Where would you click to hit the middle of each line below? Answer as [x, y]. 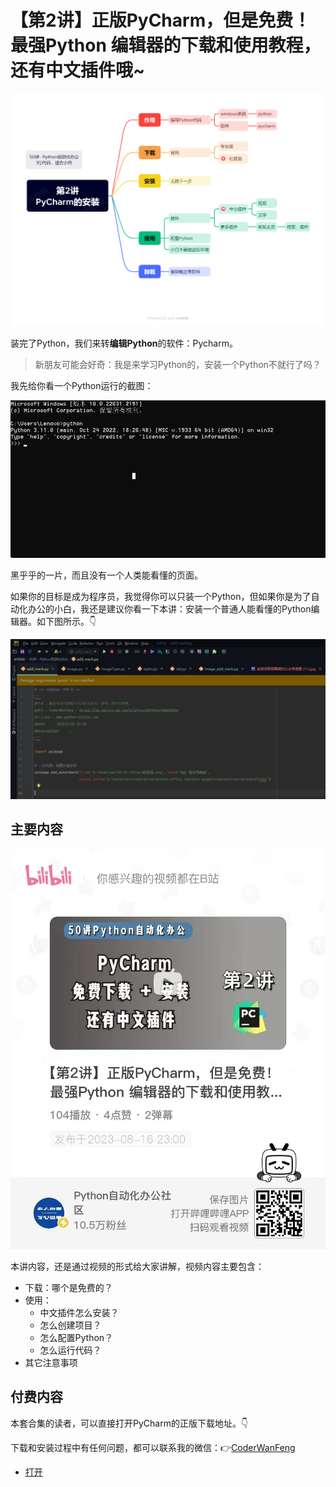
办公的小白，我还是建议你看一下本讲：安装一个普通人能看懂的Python [169, 608]
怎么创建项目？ [70, 1325]
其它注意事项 [51, 1363]
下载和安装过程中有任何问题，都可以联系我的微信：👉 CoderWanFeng [153, 1447]
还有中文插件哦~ [78, 70]
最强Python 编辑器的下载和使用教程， [166, 45]
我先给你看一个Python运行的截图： [82, 385]
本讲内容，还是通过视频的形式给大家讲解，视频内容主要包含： [137, 1267]
